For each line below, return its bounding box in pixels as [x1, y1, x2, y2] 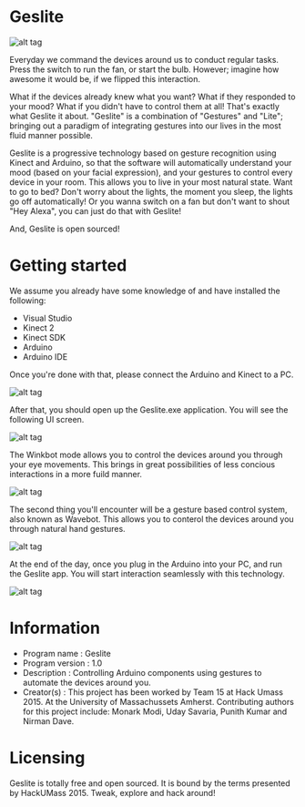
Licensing [9, 748, 86, 768]
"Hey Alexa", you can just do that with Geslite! [9, 205, 182, 216]
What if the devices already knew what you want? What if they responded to [9, 91, 296, 102]
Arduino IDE [22, 351, 68, 362]
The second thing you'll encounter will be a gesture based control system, [9, 504, 288, 515]
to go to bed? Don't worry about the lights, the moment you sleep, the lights [9, 186, 293, 197]
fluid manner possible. [9, 129, 94, 140]
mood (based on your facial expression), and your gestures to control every [9, 167, 293, 178]
